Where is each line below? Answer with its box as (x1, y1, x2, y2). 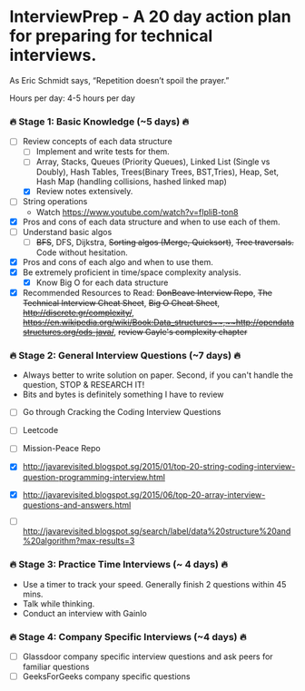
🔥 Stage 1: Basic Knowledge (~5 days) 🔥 (9, 115, 189, 128)
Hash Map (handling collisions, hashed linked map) (35, 176, 227, 187)
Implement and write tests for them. (35, 146, 170, 157)
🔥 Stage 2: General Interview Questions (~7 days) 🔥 (9, 349, 241, 361)
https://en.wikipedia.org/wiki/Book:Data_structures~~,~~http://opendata (22, 316, 295, 328)
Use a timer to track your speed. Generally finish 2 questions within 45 (22, 578, 287, 589)
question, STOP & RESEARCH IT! (22, 380, 145, 390)
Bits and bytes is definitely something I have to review (22, 389, 224, 400)
